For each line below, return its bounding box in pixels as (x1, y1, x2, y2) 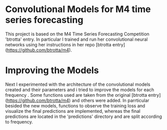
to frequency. (5, 118, 33, 124)
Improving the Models (5, 64, 99, 76)
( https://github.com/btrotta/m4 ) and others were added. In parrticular (5, 97, 150, 103)
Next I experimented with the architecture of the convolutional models (5, 81, 150, 87)
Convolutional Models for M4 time (5, 4, 151, 15)
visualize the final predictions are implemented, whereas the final (5, 108, 140, 114)
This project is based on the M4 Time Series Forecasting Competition (5, 31, 150, 37)
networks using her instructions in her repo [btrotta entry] (5, 41, 125, 47)
